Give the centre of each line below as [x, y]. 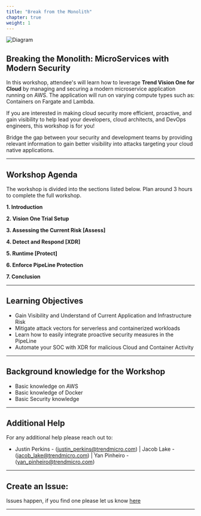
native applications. [30, 150]
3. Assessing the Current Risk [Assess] [56, 230]
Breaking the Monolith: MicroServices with [88, 58]
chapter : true [24, 17]
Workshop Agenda [42, 174]
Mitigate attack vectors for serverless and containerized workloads [98, 328]
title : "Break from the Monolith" [49, 12]
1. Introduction [25, 207]
